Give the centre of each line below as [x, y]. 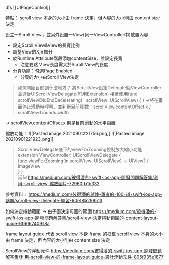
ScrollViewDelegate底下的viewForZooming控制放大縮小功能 [80, 149]
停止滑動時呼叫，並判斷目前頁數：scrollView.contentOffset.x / [86, 107]
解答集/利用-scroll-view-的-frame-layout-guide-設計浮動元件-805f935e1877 [85, 257]
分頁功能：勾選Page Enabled [43, 71]
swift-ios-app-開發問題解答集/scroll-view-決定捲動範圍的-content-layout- [82, 218]
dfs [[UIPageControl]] [28, 7]
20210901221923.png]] [29, 139]
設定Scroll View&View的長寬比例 [46, 45]
